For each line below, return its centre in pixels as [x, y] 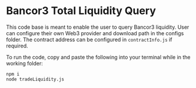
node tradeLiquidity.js [35, 79]
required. [17, 46]
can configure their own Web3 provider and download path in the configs [95, 33]
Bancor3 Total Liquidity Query [81, 11]
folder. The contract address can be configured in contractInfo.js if [89, 39]
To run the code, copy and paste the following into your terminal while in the [98, 57]
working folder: [24, 63]
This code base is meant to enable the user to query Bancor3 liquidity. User [98, 27]
